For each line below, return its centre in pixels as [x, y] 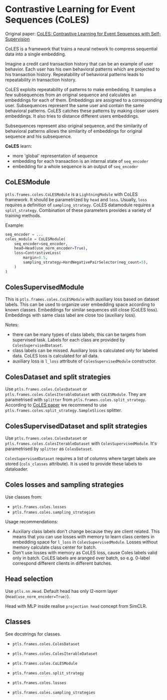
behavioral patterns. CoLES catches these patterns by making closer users [82, 111]
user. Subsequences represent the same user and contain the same [75, 105]
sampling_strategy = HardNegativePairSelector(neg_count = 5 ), [86, 262]
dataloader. [17, 469]
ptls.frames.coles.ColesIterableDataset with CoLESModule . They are [76, 395]
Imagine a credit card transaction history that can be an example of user [79, 64]
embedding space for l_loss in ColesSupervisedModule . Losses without [85, 542]
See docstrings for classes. [33, 634]
